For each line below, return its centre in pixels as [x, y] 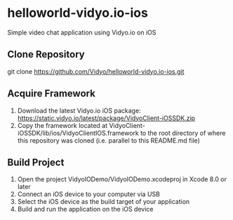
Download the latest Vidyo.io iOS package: [79, 110]
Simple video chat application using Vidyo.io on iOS [82, 32]
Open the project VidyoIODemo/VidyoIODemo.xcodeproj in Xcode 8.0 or [122, 179]
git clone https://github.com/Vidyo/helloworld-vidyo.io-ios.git [96, 71]
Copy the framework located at [62, 125]
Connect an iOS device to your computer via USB [88, 194]
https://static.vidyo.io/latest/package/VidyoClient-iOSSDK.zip [106, 118]
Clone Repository [46, 54]
